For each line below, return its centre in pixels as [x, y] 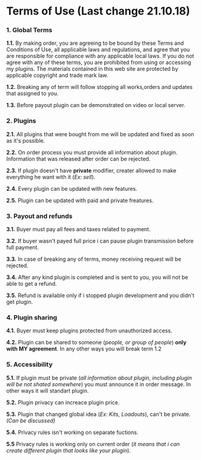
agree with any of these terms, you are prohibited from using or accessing [99, 62]
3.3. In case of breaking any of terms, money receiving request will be [94, 259]
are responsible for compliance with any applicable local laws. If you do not [100, 56]
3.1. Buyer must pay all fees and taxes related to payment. [78, 229]
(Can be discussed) [31, 420]
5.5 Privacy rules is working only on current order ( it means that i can [93, 444]
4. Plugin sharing [32, 317]
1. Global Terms [29, 30]
